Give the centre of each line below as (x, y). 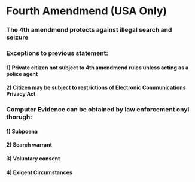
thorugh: (19, 117)
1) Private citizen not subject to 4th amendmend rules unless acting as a (97, 68)
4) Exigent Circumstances (39, 172)
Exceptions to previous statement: (57, 53)
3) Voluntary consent (33, 158)
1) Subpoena (22, 131)
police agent (22, 74)
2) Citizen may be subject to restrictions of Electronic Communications (96, 87)
